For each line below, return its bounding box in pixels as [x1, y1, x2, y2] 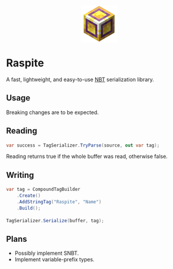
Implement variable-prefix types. [14, 256, 94, 263]
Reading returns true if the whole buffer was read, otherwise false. [6, 153, 168, 160]
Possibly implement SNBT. [14, 249, 79, 257]
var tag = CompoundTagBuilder [6, 186, 81, 193]
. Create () [17, 193, 41, 199]
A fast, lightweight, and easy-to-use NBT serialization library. [6, 76, 155, 83]
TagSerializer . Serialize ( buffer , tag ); [6, 218, 105, 223]
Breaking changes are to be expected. [6, 109, 99, 116]
